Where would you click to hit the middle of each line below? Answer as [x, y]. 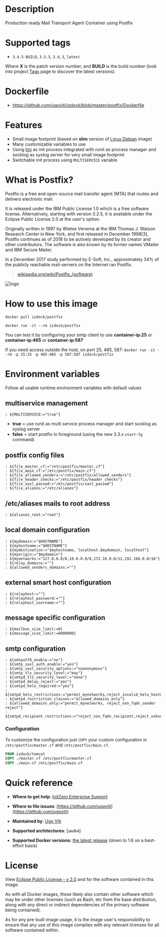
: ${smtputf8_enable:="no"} [34, 660]
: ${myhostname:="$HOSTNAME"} [36, 546]
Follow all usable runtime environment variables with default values [73, 388]
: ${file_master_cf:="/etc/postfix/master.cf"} [55, 467]
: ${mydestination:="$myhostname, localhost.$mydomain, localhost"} [77, 550]
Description [30, 9]
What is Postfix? [39, 180]
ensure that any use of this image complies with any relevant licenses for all [82, 925]
